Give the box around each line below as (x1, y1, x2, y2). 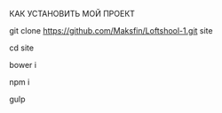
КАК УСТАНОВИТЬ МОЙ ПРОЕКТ (9, 9, 136, 19)
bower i (9, 60, 37, 70)
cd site (9, 42, 34, 53)
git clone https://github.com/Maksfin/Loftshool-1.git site (9, 26, 213, 35)
